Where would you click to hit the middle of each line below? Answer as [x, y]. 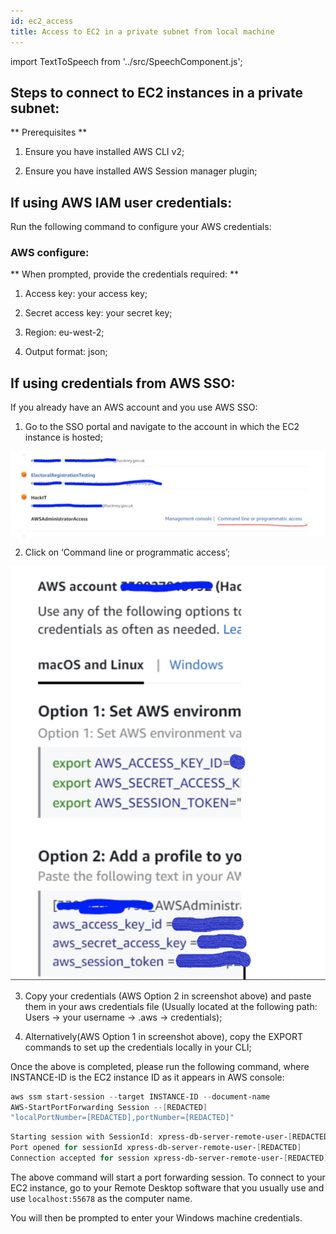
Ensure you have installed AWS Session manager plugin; [141, 171]
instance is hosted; [63, 437]
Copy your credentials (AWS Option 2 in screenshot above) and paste [168, 996]
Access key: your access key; [86, 294]
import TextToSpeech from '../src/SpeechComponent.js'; [126, 61]
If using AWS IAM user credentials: [121, 202]
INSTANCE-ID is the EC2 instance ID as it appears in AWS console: [147, 1077]
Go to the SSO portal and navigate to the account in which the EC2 [162, 427]
